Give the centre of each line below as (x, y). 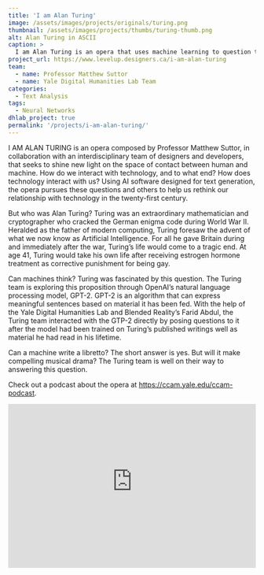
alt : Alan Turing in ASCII (52, 37)
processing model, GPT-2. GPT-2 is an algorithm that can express (114, 295)
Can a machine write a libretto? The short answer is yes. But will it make (125, 352)
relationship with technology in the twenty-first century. (98, 198)
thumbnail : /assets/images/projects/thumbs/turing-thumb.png (110, 30)
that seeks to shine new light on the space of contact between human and (128, 164)
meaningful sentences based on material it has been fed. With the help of (127, 303)
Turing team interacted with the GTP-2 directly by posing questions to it (124, 321)
